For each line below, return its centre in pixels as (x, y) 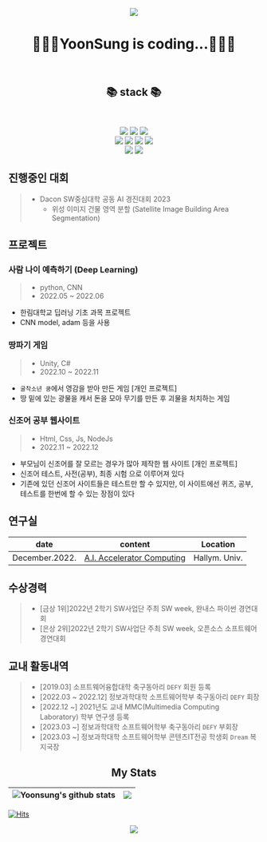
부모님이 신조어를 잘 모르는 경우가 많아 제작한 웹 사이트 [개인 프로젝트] (128, 463)
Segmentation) (76, 218)
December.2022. (45, 558)
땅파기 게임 (28, 345)
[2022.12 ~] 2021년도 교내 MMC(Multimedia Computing (130, 707)
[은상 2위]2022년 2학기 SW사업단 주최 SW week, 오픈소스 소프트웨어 (148, 629)
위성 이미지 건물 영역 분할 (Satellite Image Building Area (140, 209)
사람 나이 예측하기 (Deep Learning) (73, 269)
